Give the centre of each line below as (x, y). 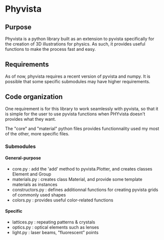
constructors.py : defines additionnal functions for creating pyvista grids (85, 190)
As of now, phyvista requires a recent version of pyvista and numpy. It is (78, 76)
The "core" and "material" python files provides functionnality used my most (82, 129)
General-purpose (23, 158)
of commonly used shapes (39, 195)
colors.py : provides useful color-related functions (63, 200)
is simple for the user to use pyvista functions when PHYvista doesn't (75, 114)
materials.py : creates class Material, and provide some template (77, 179)
